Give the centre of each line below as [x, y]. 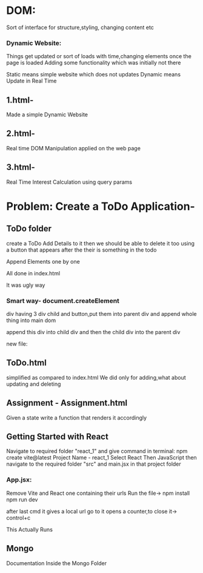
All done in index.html [33, 273]
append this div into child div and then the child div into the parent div [93, 332]
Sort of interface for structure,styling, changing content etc [80, 27]
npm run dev [22, 499]
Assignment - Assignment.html [67, 403]
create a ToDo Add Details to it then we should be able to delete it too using [101, 243]
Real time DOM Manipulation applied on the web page [74, 148]
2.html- [21, 134]
